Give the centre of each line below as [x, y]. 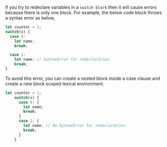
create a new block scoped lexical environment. [55, 84]
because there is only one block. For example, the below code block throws [83, 13]
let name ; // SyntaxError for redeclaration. [63, 60]
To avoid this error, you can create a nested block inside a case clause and [82, 78]
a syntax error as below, [30, 18]
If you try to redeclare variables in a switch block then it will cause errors [81, 7]
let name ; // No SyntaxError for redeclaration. [75, 125]
